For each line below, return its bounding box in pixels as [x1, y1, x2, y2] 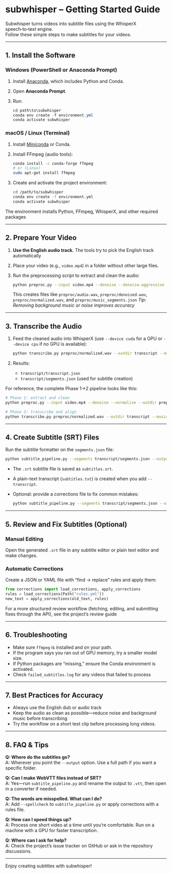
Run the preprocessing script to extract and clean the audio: [12, 272, 140, 279]
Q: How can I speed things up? [5, 817, 72, 823]
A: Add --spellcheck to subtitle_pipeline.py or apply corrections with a [5, 801, 159, 807]
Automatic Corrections [5, 565, 63, 572]
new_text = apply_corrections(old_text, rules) [5, 596, 109, 601]
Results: [12, 360, 30, 367]
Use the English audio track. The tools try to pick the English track [12, 247, 154, 253]
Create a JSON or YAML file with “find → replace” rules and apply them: [5, 577, 157, 583]
